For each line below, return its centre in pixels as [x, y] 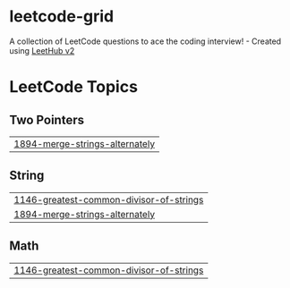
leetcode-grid [62, 17]
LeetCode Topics [74, 87]
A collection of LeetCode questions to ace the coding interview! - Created [145, 41]
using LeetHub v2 [42, 50]
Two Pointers [47, 119]
